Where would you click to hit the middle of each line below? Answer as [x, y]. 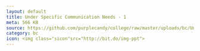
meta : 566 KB [22, 22]
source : [16, 28]
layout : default [26, 11]
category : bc [22, 33]
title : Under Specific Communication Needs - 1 [66, 17]
